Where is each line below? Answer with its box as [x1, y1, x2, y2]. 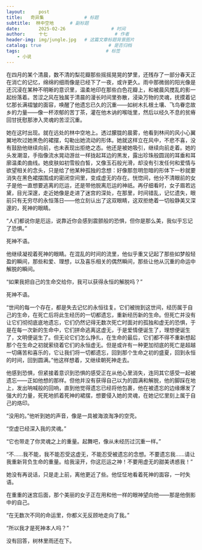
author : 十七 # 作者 [6, 31, 129, 37]
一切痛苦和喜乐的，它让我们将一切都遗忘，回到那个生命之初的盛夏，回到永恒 [6, 349, 196, 356]
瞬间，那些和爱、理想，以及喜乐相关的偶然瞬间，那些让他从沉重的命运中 [16, 257, 196, 265]
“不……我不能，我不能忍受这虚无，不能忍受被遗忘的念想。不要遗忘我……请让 [6, 450, 195, 458]
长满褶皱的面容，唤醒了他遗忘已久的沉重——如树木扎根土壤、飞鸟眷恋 [16, 101, 191, 108]
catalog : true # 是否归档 [6, 43, 132, 49]
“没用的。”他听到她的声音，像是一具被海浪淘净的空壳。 [6, 412, 140, 419]
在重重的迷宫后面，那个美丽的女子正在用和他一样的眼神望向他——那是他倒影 [6, 491, 196, 498]
